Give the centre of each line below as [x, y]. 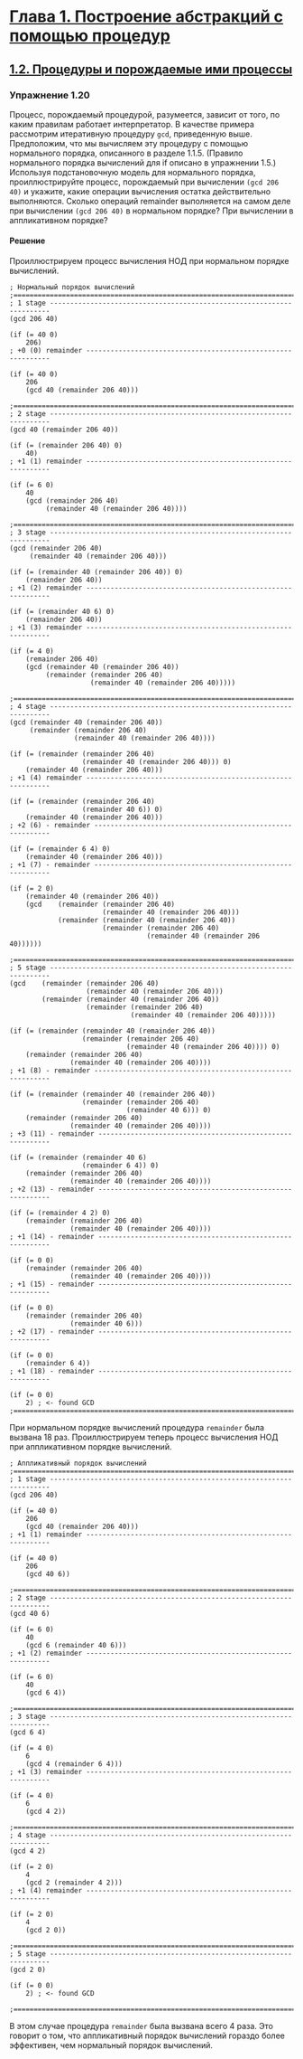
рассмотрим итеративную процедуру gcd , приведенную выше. [131, 134]
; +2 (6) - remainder [50, 826]
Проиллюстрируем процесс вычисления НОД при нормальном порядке [149, 261]
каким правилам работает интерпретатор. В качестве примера [132, 124]
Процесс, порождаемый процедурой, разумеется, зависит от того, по [145, 114]
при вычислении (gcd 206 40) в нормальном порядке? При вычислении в [152, 211]
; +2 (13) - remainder [52, 1190]
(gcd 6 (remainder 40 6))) [76, 1646]
